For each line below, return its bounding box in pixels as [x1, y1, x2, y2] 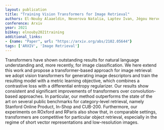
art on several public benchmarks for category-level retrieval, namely [5, 98, 144, 104]
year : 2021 [5, 25, 27, 30]
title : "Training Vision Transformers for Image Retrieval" [5, 12, 130, 17]
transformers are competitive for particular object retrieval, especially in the [5, 114, 157, 120]
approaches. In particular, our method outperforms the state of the [19, 93, 153, 99]
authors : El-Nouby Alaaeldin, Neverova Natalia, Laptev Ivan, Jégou [5, 16, 147, 21]
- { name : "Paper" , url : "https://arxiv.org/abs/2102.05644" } [5, 39, 132, 44]
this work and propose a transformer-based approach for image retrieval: [5, 67, 153, 73]
